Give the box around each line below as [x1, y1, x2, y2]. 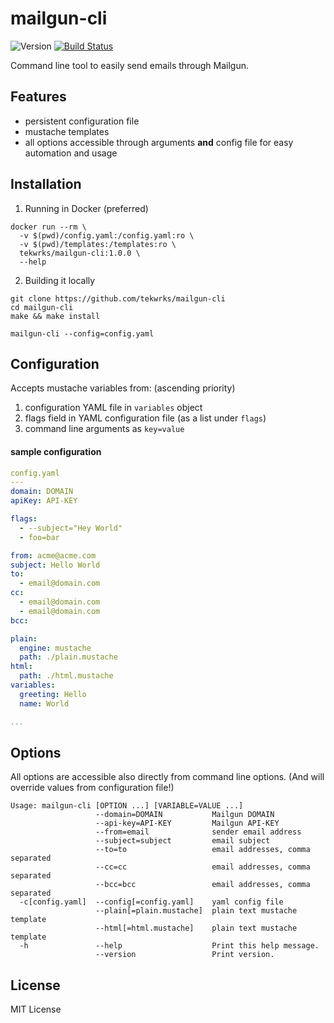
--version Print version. [95, 950, 275, 960]
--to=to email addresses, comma [95, 845, 311, 855]
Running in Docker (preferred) [24, 202, 149, 214]
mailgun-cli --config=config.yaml [10, 328, 155, 339]
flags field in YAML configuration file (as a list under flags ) [24, 412, 267, 424]
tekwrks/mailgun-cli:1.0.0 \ [19, 248, 141, 258]
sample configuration [10, 445, 102, 457]
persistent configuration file [24, 115, 140, 127]
